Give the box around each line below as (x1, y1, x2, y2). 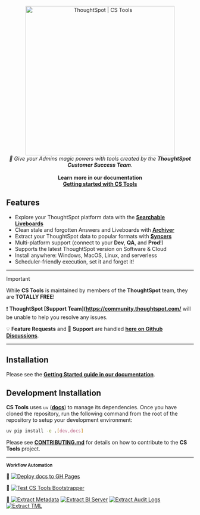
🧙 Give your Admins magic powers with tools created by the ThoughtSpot (8, 155, 192, 162)
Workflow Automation (6, 462, 53, 468)
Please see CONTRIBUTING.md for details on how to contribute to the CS (6, 439, 187, 446)
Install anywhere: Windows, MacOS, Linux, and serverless (14, 252, 158, 259)
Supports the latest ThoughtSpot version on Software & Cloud (14, 245, 167, 252)
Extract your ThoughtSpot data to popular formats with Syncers (14, 232, 172, 240)
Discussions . (6, 332, 39, 339)
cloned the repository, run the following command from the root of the (6, 410, 178, 418)
